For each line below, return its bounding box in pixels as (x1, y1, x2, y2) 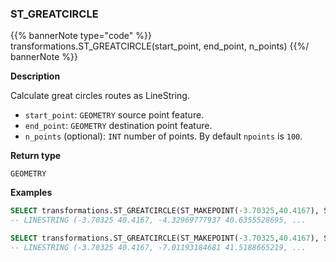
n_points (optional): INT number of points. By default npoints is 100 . (24, 130, 303, 142)
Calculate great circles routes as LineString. (10, 90, 190, 102)
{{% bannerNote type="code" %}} (10, 30, 152, 42)
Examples (10, 187, 53, 199)
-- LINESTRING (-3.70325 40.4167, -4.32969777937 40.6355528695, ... (10, 215, 307, 226)
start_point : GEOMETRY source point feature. (24, 109, 205, 121)
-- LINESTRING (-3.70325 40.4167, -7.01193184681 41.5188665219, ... (10, 242, 307, 252)
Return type (10, 150, 62, 162)
